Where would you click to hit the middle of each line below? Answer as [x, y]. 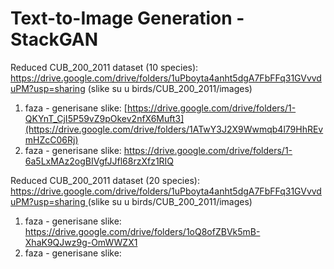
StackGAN [54, 39]
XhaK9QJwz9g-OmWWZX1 [81, 242]
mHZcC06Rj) [51, 139]
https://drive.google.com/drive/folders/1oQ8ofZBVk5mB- [142, 231]
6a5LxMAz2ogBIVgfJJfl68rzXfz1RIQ [99, 161]
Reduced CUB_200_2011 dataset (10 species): [104, 67]
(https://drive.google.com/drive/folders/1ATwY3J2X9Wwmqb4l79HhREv [174, 129]
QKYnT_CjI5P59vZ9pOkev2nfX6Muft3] [104, 118]
